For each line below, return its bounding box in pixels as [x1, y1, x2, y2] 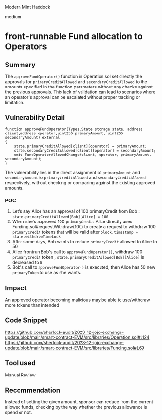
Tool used [5, 359, 36, 367]
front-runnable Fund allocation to [5, 31, 143, 42]
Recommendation [5, 386, 60, 394]
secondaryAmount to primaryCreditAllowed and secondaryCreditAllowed [5, 175, 146, 180]
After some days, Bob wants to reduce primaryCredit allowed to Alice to [12, 239, 157, 244]
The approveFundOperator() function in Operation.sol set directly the [5, 73, 142, 79]
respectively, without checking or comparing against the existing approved [5, 179, 155, 185]
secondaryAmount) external [5, 135, 60, 140]
